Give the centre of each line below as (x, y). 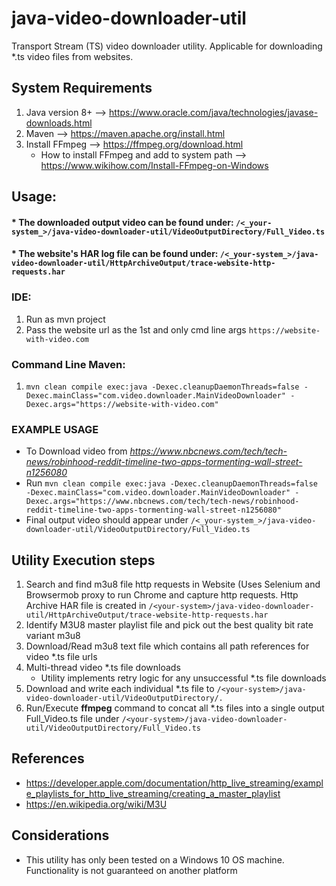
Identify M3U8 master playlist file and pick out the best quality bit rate (169, 625)
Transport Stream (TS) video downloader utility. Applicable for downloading (167, 46)
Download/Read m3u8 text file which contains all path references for (167, 646)
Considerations (60, 835)
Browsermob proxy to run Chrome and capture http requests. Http (162, 595)
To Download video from (76, 451)
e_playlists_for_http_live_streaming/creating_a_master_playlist (153, 793)
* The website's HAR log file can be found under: (115, 254)
